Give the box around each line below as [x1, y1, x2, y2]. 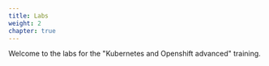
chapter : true [8, 27, 57, 35]
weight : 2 [8, 19, 42, 27]
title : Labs [8, 11, 49, 20]
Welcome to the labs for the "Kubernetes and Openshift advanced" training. [8, 49, 261, 59]
